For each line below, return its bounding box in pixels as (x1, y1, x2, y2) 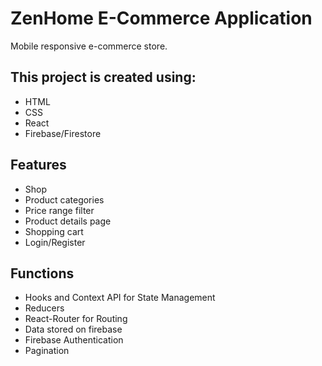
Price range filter (24, 204, 95, 216)
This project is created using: (10, 69, 197, 86)
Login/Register (24, 236, 86, 248)
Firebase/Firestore (24, 127, 102, 139)
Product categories (24, 193, 105, 206)
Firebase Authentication (24, 334, 124, 346)
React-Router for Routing (24, 313, 128, 325)
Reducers (24, 302, 65, 314)
